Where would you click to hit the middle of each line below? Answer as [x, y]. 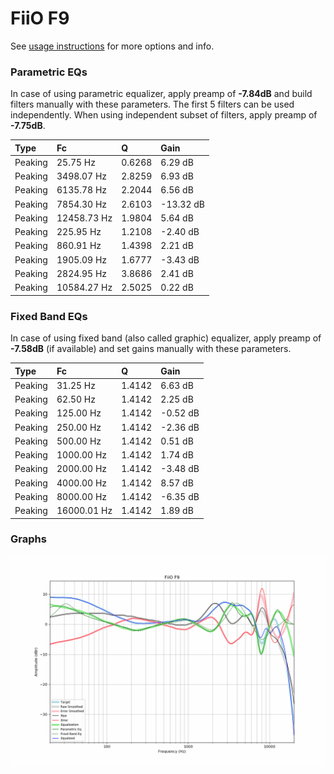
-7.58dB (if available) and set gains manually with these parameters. [151, 349]
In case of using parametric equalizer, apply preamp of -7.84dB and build [161, 94]
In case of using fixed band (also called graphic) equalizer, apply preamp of [166, 338]
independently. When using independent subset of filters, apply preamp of [164, 115]
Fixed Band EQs [49, 316]
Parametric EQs [49, 72]
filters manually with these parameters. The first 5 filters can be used [152, 104]
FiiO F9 [40, 18]
